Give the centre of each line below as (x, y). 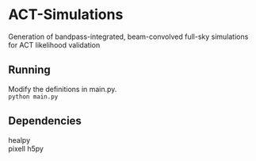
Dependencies (45, 121)
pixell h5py (26, 148)
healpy (19, 140)
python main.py (33, 97)
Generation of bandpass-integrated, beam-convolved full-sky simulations (128, 36)
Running (30, 70)
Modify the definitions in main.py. (63, 89)
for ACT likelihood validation (54, 44)
